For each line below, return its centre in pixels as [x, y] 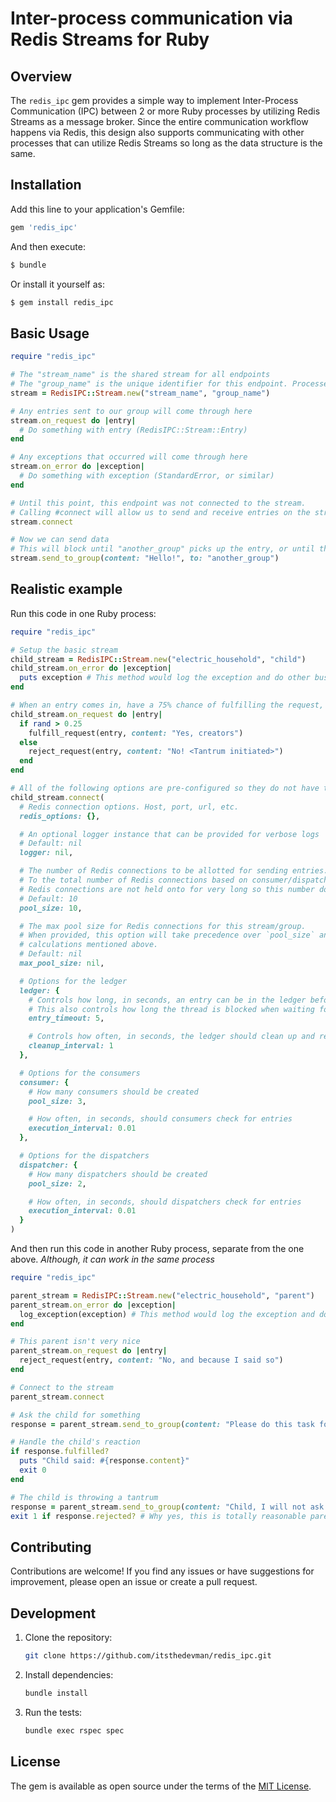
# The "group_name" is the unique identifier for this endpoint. [149, 384]
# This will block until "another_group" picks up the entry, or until [162, 549]
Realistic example [66, 589]
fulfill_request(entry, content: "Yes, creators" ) [136, 733]
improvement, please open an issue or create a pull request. [134, 1582]
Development [53, 1613]
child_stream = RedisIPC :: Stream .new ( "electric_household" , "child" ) [158, 659]
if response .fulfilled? [60, 1452]
